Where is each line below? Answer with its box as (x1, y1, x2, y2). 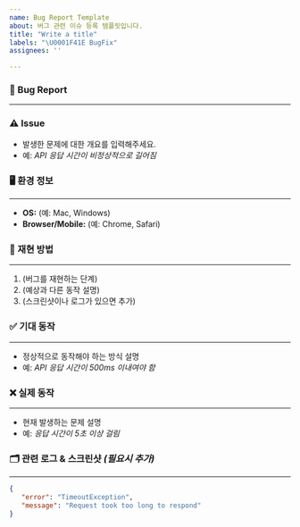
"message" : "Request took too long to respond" (21, 501, 202, 510)
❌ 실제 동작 (9, 386, 55, 398)
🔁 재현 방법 (9, 243, 54, 255)
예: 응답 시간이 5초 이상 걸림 (21, 428, 121, 439)
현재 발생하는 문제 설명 (21, 416, 102, 427)
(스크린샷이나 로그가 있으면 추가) (21, 296, 137, 306)
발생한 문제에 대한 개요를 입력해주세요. (21, 138, 156, 149)
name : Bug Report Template (9, 13, 110, 22)
